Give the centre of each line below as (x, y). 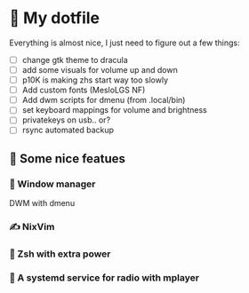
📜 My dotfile (55, 18)
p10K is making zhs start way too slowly (95, 80)
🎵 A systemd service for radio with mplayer (104, 277)
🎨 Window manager (52, 184)
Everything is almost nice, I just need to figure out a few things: (124, 43)
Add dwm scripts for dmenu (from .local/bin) (104, 100)
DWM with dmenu (42, 203)
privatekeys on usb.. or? (66, 120)
